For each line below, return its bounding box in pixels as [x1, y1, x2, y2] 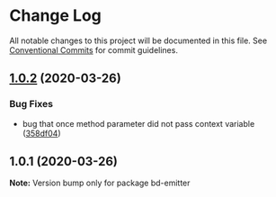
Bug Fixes [9, 98, 54, 111]
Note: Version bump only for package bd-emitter [9, 177, 191, 189]
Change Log [9, 5, 102, 26]
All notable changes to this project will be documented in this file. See [9, 35, 268, 46]
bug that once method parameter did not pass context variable [22, 118, 255, 129]
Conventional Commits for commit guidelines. [9, 44, 178, 55]
